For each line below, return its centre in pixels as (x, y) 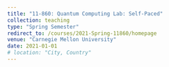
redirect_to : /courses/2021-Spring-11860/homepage (82, 33)
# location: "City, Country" (49, 53)
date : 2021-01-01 (32, 46)
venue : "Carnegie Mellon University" (62, 40)
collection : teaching (39, 20)
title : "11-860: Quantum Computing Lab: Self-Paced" (85, 14)
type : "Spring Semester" (43, 27)
